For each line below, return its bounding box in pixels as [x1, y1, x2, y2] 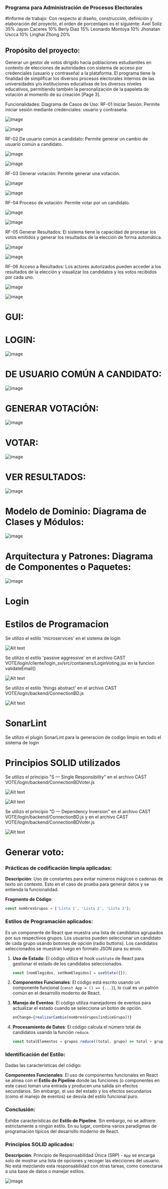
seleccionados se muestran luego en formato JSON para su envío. [5, 945, 142, 952]
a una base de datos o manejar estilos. [5, 1168, 85, 1174]
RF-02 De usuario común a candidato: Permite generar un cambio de [5, 136, 148, 142]
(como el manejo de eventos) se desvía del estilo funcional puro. [5, 1093, 139, 1099]
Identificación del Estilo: [5, 1051, 66, 1058]
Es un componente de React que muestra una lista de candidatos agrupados [5, 929, 163, 935]
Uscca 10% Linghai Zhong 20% [5, 32, 70, 38]
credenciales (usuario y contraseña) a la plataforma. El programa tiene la [5, 70, 155, 76]
